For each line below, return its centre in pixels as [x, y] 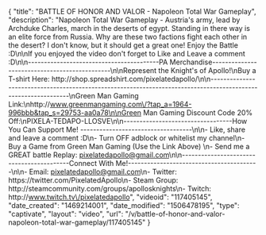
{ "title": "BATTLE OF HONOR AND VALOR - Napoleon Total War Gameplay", [132, 12]
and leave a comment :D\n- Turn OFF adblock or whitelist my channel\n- [127, 138]
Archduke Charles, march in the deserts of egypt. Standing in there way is [129, 28]
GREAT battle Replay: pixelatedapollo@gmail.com [89, 155]
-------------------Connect [53, 163]
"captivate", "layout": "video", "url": [66, 214]
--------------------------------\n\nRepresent [83, 70]
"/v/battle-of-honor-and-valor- [175, 214]
